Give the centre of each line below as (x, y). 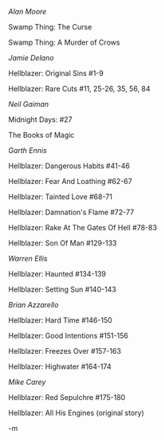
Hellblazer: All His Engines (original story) (77, 413)
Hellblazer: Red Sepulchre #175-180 (67, 397)
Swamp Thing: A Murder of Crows (64, 42)
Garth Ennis (28, 150)
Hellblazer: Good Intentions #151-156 (69, 335)
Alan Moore (27, 12)
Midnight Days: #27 (40, 120)
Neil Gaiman (29, 104)
